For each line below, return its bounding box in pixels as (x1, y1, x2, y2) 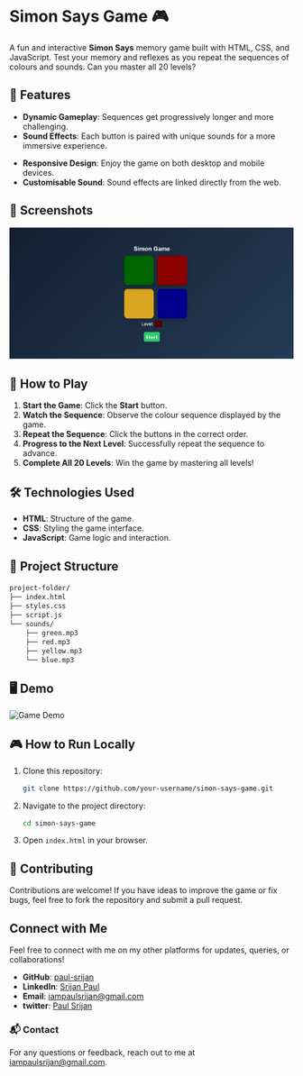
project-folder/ (9, 584, 70, 593)
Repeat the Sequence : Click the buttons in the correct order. (22, 429, 249, 440)
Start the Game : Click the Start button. (22, 400, 168, 411)
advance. (22, 448, 58, 459)
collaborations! (9, 954, 65, 965)
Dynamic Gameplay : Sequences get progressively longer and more (22, 111, 274, 122)
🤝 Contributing (9, 861, 94, 876)
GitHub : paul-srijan (22, 971, 95, 982)
